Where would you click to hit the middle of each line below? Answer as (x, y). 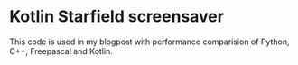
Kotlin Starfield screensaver (116, 17)
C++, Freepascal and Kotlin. (61, 51)
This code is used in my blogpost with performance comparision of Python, (149, 42)
